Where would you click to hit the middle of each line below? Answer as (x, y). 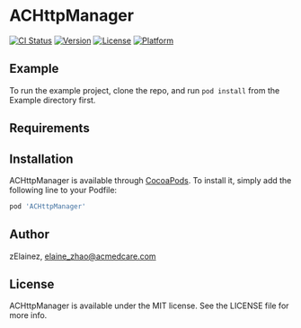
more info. (28, 315)
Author (29, 235)
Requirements (49, 128)
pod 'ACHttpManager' (48, 206)
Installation (41, 159)
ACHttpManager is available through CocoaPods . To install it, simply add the (150, 180)
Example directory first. (53, 100)
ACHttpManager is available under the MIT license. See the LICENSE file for (149, 306)
